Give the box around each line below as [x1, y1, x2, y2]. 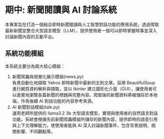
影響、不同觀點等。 [16, 128, 55, 134]
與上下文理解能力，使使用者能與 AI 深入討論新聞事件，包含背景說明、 [12, 122, 152, 128]
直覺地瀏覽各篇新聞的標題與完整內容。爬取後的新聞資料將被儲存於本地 [16, 92, 158, 98]
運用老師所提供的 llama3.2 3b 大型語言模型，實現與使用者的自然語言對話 [12, 110, 158, 116]
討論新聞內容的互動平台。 [5, 34, 57, 40]
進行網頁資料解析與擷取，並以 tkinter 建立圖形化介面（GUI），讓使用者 [12, 86, 153, 92]
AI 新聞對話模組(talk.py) [12, 104, 60, 110]
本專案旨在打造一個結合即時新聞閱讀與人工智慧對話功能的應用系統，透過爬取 [5, 21, 159, 27]
